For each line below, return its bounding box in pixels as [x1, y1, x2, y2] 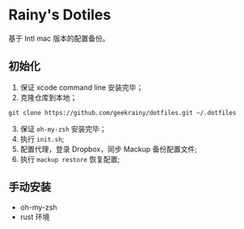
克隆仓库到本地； [19, 92, 78, 102]
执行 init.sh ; [19, 134, 65, 143]
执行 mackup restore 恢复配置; [19, 154, 120, 163]
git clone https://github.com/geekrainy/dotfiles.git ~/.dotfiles [8, 108, 237, 117]
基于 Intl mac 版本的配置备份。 [8, 33, 110, 43]
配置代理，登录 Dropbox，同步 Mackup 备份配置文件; [19, 144, 198, 154]
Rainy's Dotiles [8, 6, 111, 24]
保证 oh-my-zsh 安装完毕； [19, 124, 107, 134]
